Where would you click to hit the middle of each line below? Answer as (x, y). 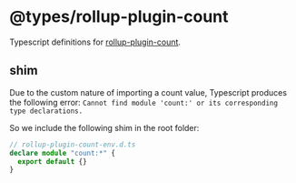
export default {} (53, 161)
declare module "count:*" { (63, 153)
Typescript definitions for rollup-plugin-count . (95, 42)
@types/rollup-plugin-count (119, 17)
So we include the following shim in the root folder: (104, 127)
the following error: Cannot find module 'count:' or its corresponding (144, 102)
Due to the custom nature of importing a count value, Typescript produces (148, 92)
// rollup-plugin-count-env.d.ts (73, 144)
